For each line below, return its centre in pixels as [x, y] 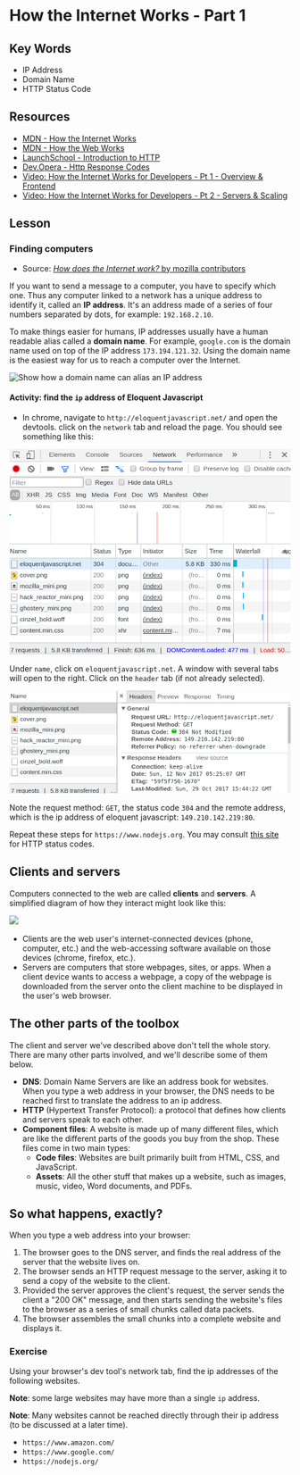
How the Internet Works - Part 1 [128, 16]
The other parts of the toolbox [95, 1024]
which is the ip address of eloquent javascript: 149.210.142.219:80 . [133, 817]
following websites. [45, 1380]
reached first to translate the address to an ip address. [122, 1100]
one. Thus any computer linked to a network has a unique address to [136, 295]
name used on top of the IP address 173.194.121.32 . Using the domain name [150, 350]
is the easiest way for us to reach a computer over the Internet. [125, 360]
